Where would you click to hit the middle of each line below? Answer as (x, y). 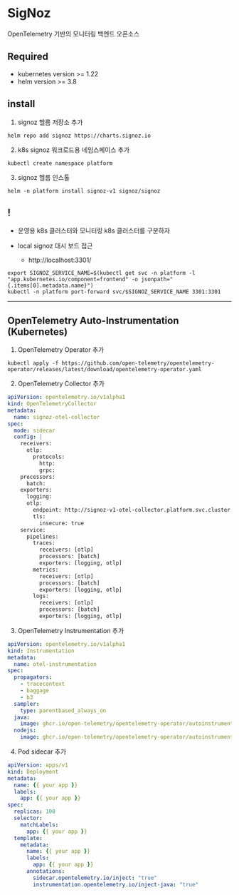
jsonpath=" (157, 280)
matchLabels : (39, 825)
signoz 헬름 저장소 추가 (50, 122)
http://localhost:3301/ (60, 260)
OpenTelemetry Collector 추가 (61, 384)
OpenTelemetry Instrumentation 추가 (71, 630)
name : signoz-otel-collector (57, 417)
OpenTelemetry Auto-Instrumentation (93, 320)
